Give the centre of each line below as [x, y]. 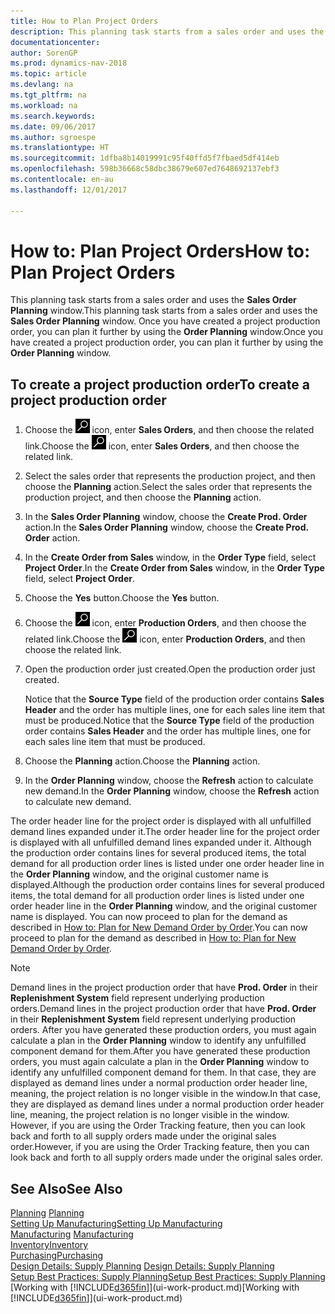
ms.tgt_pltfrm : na [48, 95]
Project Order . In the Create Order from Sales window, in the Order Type [174, 568]
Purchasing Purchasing [57, 1256]
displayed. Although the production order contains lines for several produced [167, 885]
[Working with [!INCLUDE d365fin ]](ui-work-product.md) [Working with [155, 1287]
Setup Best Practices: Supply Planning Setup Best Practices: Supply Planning [168, 1277]
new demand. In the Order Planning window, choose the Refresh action [172, 791]
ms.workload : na [44, 105]
